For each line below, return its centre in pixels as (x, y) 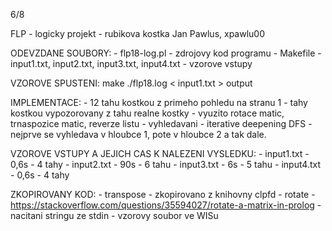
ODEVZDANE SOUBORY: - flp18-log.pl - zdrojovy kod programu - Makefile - (166, 53)
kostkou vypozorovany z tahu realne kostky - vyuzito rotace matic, (147, 113)
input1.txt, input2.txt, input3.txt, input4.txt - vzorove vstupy (131, 63)
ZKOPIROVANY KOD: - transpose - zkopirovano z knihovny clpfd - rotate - (163, 194)
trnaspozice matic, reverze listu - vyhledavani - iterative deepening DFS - (161, 123)
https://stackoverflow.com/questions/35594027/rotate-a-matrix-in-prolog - (166, 205)
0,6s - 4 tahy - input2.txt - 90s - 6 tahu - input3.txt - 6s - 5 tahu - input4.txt (165, 164)
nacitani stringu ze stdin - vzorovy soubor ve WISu (114, 215)
